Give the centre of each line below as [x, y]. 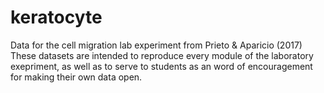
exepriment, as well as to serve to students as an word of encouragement [161, 66]
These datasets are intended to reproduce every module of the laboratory [162, 55]
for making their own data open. [76, 77]
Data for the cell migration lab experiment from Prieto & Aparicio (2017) [156, 45]
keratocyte [56, 17]
